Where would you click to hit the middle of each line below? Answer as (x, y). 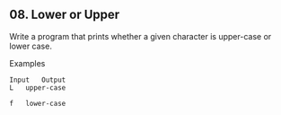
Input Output (38, 80)
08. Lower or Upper (65, 15)
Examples (27, 63)
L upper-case (38, 88)
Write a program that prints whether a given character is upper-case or (140, 36)
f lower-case (38, 103)
